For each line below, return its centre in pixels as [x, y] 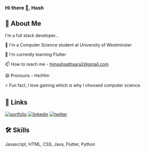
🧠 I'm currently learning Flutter [36, 54]
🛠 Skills [18, 130]
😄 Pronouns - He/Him [27, 75]
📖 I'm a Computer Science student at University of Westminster [69, 45]
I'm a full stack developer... [32, 35]
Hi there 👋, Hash [25, 8]
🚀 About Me [23, 24]
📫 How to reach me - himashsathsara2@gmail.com [57, 64]
